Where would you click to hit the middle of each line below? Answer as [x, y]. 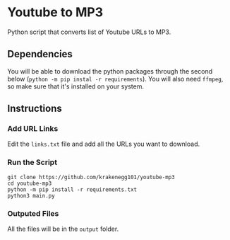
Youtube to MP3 [55, 12]
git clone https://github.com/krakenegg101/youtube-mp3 [91, 177]
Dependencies [40, 54]
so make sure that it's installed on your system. [76, 86]
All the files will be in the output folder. [63, 229]
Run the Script [32, 162]
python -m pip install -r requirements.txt [72, 189]
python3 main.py [31, 195]
